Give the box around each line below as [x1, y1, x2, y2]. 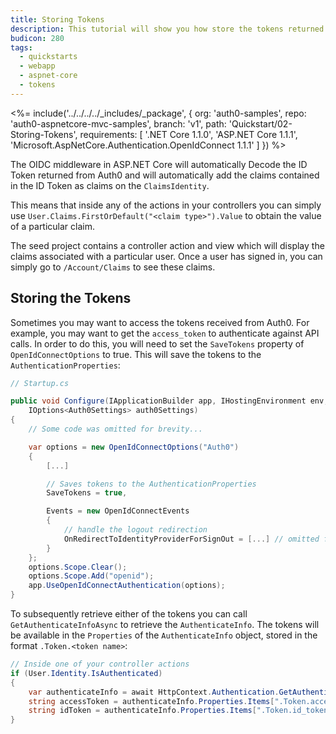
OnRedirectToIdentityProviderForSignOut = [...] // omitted [63, 534, 320, 544]
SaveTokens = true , [46, 488, 128, 498]
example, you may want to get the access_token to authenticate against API [10, 327, 320, 339]
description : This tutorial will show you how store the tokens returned [10, 24, 325, 34]
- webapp [19, 61, 56, 71]
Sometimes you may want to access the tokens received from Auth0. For [10, 316, 310, 328]
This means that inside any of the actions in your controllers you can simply [10, 199, 322, 211]
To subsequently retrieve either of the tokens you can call [10, 608, 248, 620]
